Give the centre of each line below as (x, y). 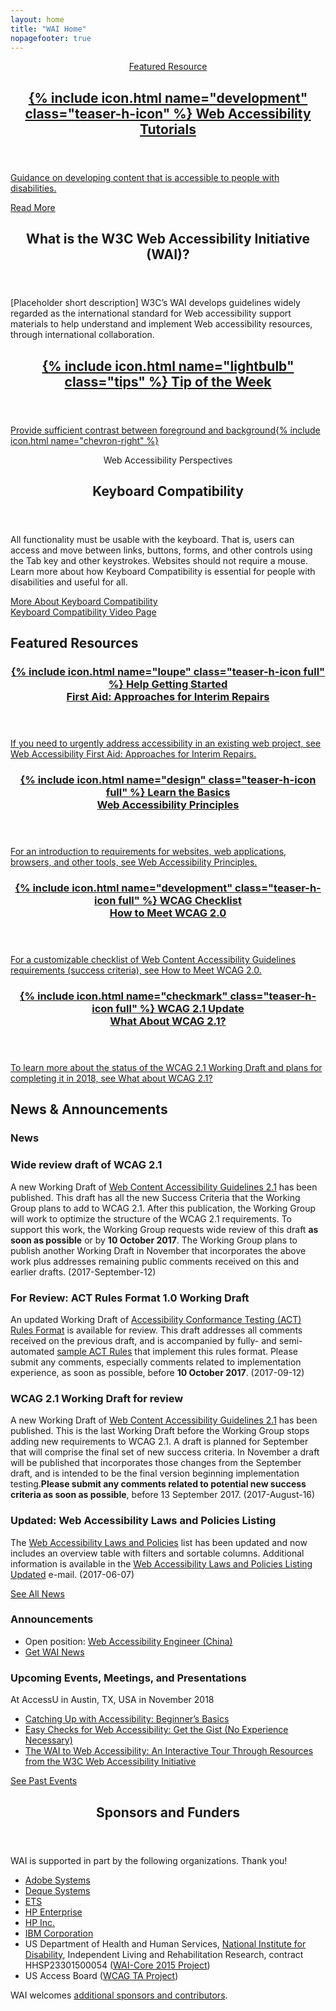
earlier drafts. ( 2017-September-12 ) (83, 1272)
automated (32, 1351)
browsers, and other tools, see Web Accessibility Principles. (134, 862)
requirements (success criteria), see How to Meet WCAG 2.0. (136, 970)
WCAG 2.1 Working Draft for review (97, 1398)
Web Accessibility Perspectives (168, 460)
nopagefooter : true (51, 38)
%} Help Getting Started (168, 684)
